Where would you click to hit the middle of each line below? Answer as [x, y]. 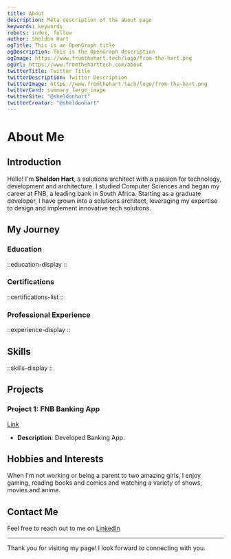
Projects [25, 390]
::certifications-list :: [35, 297]
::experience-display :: [39, 330]
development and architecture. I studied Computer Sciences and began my [113, 186]
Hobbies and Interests [56, 459]
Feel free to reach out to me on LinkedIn [64, 528]
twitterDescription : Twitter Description [67, 77]
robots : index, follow [40, 33]
